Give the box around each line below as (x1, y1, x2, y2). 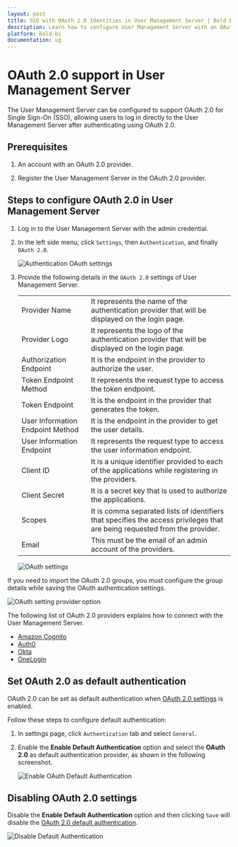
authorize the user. (91, 363, 154, 373)
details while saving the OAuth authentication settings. (7, 584, 166, 592)
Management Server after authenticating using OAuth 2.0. (7, 121, 176, 130)
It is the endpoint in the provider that (91, 395, 212, 405)
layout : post (7, 10, 46, 18)
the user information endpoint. (91, 445, 192, 455)
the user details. (91, 424, 144, 434)
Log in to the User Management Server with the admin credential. (17, 224, 209, 232)
